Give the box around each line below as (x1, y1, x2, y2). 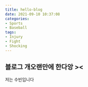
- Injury (5, 35, 23, 40)
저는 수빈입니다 (5, 77, 34, 83)
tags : (5, 30, 16, 35)
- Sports (5, 21, 23, 26)
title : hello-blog (5, 7, 43, 12)
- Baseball (5, 25, 27, 30)
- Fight (5, 39, 21, 44)
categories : (5, 16, 29, 21)
